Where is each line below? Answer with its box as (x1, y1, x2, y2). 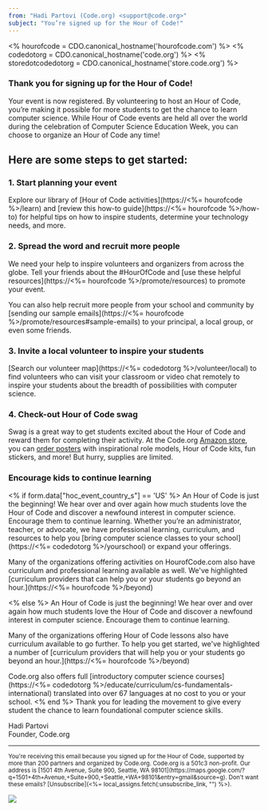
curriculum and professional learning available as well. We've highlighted (8, 565, 248, 575)
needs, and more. (8, 221, 66, 230)
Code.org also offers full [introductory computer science (8, 671, 194, 681)
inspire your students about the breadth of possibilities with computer (8, 380, 238, 390)
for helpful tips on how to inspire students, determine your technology (18, 213, 249, 222)
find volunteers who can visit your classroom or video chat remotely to (8, 372, 241, 382)
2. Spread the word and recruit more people (8, 241, 181, 252)
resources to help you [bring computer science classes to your (8, 533, 215, 543)
